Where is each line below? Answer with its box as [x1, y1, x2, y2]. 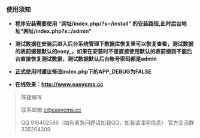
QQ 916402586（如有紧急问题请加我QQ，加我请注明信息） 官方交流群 [20, 119, 195, 127]
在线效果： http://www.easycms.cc [14, 81, 104, 88]
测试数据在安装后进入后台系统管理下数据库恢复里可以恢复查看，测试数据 [14, 40, 193, 47]
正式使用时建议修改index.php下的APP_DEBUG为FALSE [14, 68, 151, 76]
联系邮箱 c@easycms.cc [20, 106, 82, 113]
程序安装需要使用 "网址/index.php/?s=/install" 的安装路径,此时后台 [14, 20, 181, 28]
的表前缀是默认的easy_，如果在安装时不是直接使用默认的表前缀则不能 [14, 48, 187, 55]
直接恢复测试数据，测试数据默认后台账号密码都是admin [20, 55, 157, 62]
